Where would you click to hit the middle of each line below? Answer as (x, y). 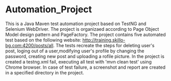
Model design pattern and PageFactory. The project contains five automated (86, 34)
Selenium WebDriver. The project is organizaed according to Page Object (82, 29)
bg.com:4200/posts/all (29, 45)
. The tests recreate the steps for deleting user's (104, 45)
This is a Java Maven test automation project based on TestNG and (76, 24)
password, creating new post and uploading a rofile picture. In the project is (85, 56)
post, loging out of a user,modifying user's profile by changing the (75, 51)
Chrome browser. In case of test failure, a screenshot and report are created (86, 67)
